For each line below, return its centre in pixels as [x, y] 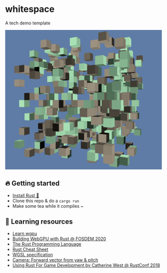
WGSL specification [33, 255]
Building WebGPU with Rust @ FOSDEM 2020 [59, 239]
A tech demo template [28, 23]
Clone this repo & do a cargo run [46, 201]
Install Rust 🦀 [26, 195]
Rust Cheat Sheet [30, 250]
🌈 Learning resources [39, 222]
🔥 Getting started [32, 184]
